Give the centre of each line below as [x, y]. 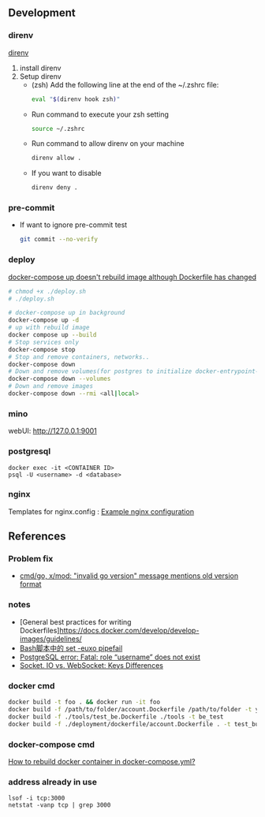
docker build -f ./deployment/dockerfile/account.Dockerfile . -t [119, 724]
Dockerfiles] [39, 630]
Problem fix [31, 559]
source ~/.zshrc [58, 129]
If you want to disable [66, 173]
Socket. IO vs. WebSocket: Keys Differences [91, 665]
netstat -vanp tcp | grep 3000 [60, 805]
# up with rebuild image [49, 328]
